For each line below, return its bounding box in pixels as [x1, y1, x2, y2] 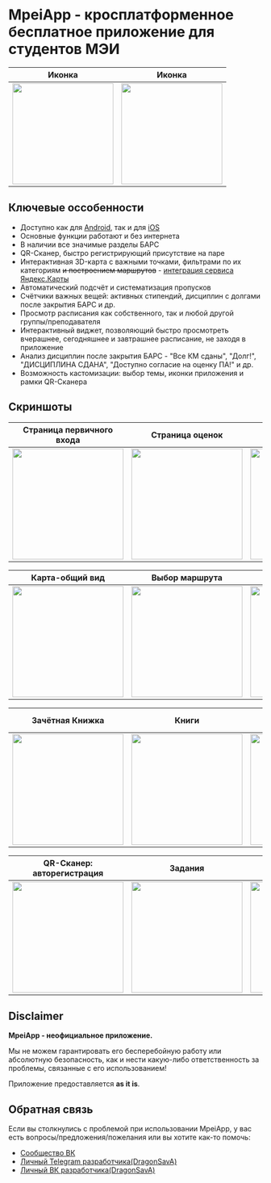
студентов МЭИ [8, 40, 120, 58]
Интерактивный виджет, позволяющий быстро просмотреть [19, 325, 229, 335]
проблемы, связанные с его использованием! [8, 1064, 167, 1073]
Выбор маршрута [151, 571, 223, 583]
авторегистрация [32, 867, 103, 879]
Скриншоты [8, 400, 73, 414]
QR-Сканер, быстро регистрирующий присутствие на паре [19, 248, 225, 257]
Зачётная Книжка [31, 714, 105, 725]
